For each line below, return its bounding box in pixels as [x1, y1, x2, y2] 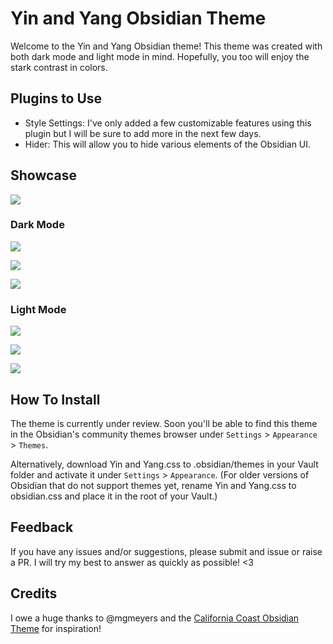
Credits [10, 585, 58, 602]
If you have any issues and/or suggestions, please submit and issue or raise [10, 545, 323, 557]
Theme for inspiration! [10, 622, 102, 634]
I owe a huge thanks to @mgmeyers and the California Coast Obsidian [10, 612, 300, 624]
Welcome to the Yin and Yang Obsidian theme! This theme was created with [10, 40, 323, 52]
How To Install [10, 391, 101, 408]
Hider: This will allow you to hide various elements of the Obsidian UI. [24, 138, 312, 150]
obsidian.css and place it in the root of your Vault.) [10, 490, 218, 502]
